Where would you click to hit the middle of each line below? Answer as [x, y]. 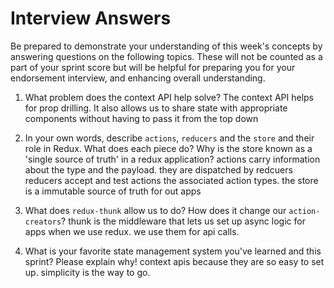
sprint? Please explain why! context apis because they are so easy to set [174, 261]
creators [43, 222]
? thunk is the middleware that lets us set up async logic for [183, 221]
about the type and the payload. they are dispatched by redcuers [158, 169]
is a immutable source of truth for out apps [113, 191]
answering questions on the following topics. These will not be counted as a [166, 56]
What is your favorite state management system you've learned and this [173, 251]
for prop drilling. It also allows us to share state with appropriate [156, 108]
